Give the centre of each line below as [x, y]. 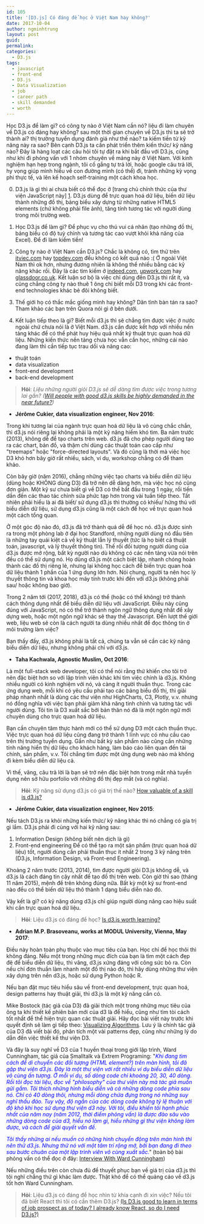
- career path [29, 97]
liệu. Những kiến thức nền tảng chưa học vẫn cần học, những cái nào [101, 340]
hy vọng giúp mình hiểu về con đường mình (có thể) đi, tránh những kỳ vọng [101, 170]
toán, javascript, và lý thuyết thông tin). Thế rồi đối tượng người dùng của [97, 546]
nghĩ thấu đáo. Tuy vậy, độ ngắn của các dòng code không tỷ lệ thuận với [99, 1101]
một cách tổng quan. [32, 515]
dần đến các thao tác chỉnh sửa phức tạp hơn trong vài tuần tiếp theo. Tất [98, 495]
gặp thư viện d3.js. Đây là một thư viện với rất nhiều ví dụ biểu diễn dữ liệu [99, 1069]
